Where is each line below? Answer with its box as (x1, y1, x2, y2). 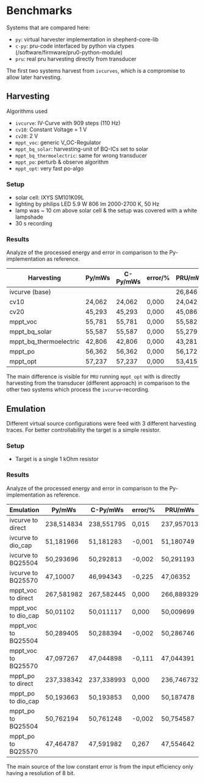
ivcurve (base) (9, 288, 51, 296)
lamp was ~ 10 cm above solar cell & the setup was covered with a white (15, 207, 197, 214)
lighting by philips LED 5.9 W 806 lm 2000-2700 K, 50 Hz (15, 200, 160, 208)
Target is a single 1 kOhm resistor (15, 456, 99, 463)
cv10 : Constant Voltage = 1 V (15, 126, 87, 133)
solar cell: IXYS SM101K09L (15, 194, 84, 202)
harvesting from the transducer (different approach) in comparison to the (6, 379, 190, 387)
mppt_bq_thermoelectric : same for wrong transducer (15, 151, 148, 159)
